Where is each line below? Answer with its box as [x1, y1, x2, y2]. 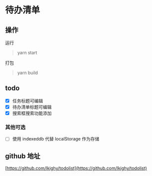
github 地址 [5, 152, 41, 160]
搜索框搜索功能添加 [12, 110, 52, 116]
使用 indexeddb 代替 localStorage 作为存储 [12, 136, 100, 142]
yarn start [17, 50, 38, 55]
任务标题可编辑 [12, 97, 43, 104]
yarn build [17, 70, 38, 76]
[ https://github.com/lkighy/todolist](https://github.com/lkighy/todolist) [5, 165, 147, 171]
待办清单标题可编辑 [12, 104, 52, 110]
